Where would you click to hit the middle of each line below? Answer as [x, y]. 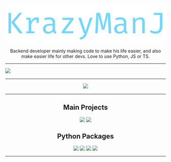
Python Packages [85, 136]
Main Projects [85, 107]
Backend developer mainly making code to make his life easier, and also [85, 51]
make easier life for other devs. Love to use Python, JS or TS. [85, 56]
